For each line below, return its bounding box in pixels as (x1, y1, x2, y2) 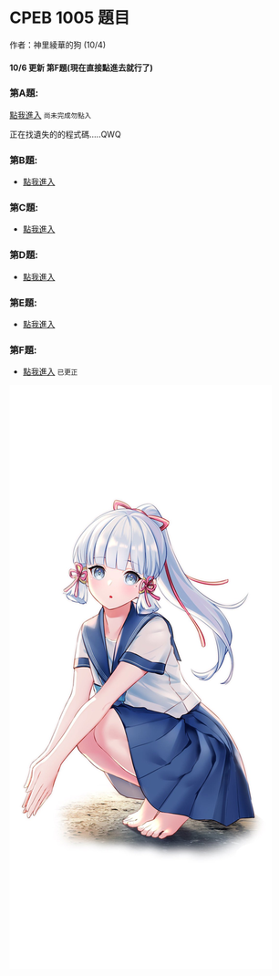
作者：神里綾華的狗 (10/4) (9, 39, 107, 50)
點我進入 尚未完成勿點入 (9, 109, 92, 120)
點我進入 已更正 (22, 366, 78, 378)
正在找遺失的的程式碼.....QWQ (9, 129, 121, 140)
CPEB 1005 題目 (9, 7, 130, 28)
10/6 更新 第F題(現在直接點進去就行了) (9, 62, 153, 73)
